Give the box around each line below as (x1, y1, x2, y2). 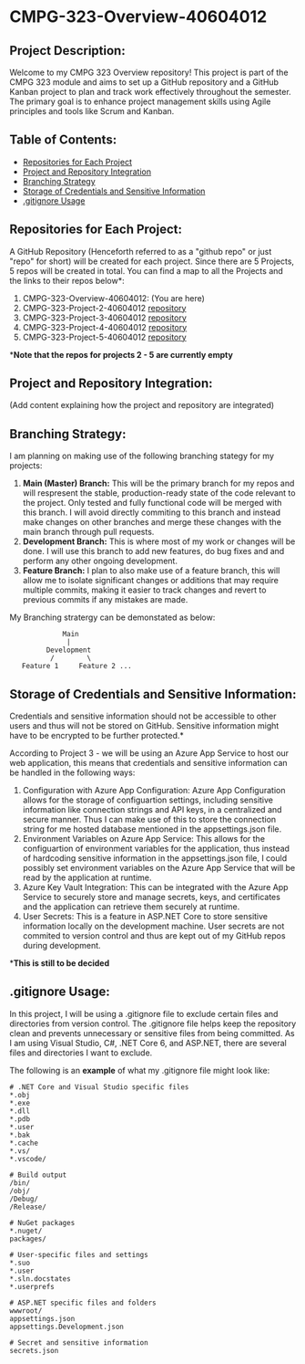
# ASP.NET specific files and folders (9, 1298, 157, 1307)
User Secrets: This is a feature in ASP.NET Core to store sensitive (22, 911, 269, 922)
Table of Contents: (9, 132, 117, 148)
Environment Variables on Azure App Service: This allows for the (22, 834, 266, 845)
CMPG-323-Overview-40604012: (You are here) (22, 292, 205, 303)
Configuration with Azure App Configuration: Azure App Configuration (22, 785, 286, 796)
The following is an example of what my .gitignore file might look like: (9, 1065, 270, 1075)
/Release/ (9, 1202, 47, 1212)
